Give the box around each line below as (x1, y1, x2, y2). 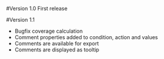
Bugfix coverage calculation (14, 27, 83, 34)
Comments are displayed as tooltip (14, 46, 99, 53)
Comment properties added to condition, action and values (14, 34, 158, 40)
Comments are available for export (14, 40, 99, 47)
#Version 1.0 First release (6, 5, 68, 12)
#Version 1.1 (6, 16, 35, 23)
